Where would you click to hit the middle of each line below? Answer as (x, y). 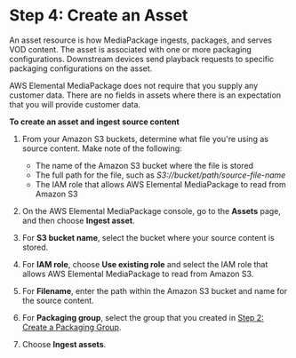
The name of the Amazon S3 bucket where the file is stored (144, 165)
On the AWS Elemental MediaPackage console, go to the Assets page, (152, 211)
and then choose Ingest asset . (78, 220)
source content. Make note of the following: (102, 148)
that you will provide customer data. (75, 104)
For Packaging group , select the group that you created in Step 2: (143, 317)
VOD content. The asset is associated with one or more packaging (130, 49)
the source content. (58, 300)
